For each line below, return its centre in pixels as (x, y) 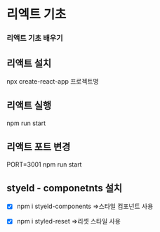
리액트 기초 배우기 (35, 38)
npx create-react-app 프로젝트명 (53, 81)
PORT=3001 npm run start (44, 164)
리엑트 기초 (36, 14)
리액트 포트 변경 (39, 147)
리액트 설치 (29, 63)
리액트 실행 (29, 106)
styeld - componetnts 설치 (65, 188)
